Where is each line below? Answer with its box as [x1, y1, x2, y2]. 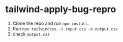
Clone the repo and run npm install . [12, 20, 89, 26]
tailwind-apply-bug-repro [5, 4, 116, 15]
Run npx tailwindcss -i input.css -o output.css [12, 25, 118, 31]
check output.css [12, 31, 50, 37]
